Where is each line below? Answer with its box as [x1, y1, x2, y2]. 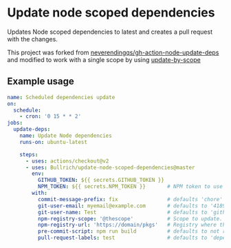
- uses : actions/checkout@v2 [25, 157, 109, 165]
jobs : [7, 119, 23, 127]
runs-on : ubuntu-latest [19, 138, 88, 145]
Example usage [7, 76, 74, 87]
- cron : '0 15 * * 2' [19, 113, 81, 120]
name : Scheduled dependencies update [7, 94, 115, 101]
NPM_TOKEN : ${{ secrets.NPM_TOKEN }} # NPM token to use [37, 183, 223, 190]
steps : [19, 151, 38, 158]
